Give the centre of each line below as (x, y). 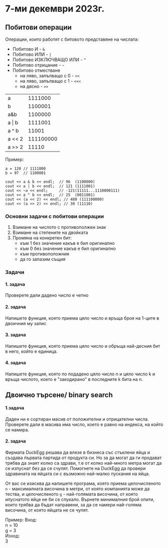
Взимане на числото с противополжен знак (59, 227)
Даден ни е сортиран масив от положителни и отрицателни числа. (77, 419)
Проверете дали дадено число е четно (47, 295)
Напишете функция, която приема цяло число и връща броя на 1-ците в (82, 318)
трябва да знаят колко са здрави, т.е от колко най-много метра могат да (83, 463)
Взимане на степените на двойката (50, 233)
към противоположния (44, 254)
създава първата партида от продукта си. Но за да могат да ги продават (83, 458)
